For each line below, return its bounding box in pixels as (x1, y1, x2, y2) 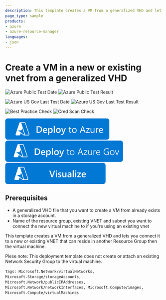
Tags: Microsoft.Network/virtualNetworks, (5, 269, 95, 274)
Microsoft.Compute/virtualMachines (5, 290, 79, 295)
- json (5, 40, 19, 45)
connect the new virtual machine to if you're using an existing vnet (12, 223, 150, 229)
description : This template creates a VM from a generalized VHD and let (5, 8, 162, 13)
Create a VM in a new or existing (5, 62, 142, 73)
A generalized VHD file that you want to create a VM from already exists (12, 207, 161, 213)
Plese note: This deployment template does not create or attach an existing (5, 253, 160, 259)
